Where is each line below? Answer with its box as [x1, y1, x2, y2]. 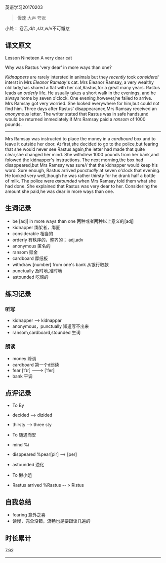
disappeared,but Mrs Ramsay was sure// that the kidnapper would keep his [5, 162, 158, 168]
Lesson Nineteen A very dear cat [5, 55, 72, 61]
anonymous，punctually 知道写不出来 [12, 323, 89, 329]
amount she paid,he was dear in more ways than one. [5, 188, 115, 194]
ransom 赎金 [12, 249, 38, 255]
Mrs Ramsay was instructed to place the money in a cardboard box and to [5, 135, 156, 141]
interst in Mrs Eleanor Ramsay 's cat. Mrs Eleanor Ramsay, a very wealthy [5, 79, 154, 85]
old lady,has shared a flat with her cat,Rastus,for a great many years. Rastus [5, 84, 160, 90]
